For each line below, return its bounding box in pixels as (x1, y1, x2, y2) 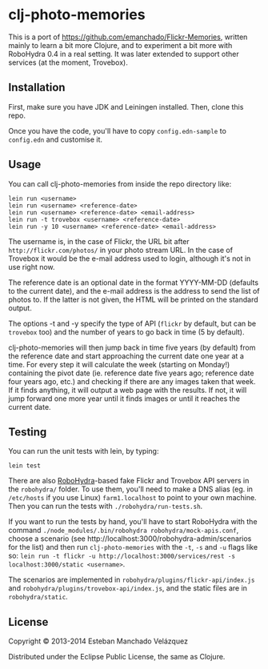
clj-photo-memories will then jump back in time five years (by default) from (8, 343, 256, 352)
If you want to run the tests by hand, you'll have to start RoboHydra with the (8, 517, 258, 527)
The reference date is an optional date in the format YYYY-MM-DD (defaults (8, 278, 258, 287)
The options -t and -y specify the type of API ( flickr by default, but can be (8, 318, 257, 328)
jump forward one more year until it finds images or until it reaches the (8, 394, 240, 403)
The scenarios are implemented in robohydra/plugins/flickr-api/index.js (8, 575, 255, 585)
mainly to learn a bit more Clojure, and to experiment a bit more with (8, 40, 233, 50)
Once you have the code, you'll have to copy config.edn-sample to (8, 126, 226, 135)
